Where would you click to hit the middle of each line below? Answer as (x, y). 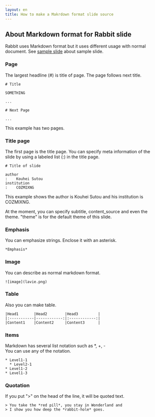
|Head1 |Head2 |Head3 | (53, 314)
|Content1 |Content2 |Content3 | (53, 323)
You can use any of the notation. (38, 351)
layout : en (16, 10)
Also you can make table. (31, 305)
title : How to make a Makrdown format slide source (59, 14)
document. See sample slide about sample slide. (54, 51)
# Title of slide (23, 166)
